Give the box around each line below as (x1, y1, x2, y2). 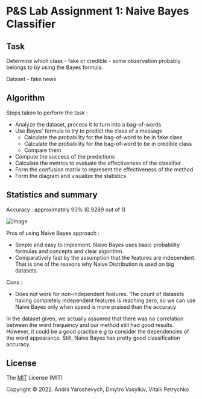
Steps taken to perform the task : (6, 109, 89, 116)
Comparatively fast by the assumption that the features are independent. (14, 254, 196, 261)
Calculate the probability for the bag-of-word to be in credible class (24, 140, 192, 147)
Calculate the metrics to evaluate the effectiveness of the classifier (14, 159, 181, 167)
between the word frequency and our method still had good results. (6, 321, 174, 328)
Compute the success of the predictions (14, 153, 115, 160)
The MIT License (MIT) (6, 374, 63, 381)
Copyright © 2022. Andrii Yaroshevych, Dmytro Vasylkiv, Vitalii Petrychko (6, 386, 189, 393)
